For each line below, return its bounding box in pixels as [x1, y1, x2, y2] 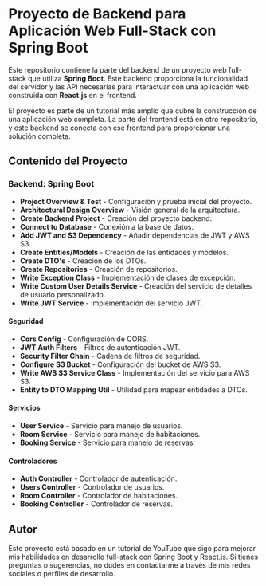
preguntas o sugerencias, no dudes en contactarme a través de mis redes [8, 560, 251, 570]
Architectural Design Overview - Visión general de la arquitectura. [19, 205, 241, 214]
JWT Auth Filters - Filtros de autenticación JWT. [19, 342, 181, 352]
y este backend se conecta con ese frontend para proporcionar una [8, 123, 231, 132]
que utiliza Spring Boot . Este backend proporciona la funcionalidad [27, 73, 248, 83]
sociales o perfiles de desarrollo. [8, 569, 115, 579]
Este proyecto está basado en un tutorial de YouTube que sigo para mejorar [8, 544, 256, 553]
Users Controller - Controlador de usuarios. [19, 482, 165, 492]
